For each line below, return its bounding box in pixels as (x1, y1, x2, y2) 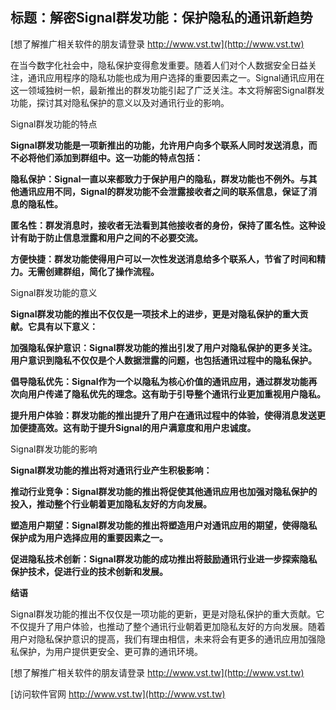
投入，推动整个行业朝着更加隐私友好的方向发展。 (10, 498, 212, 510)
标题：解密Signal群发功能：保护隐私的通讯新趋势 (10, 9, 313, 27)
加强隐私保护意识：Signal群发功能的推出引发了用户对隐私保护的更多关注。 (10, 341, 318, 353)
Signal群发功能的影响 (10, 443, 98, 455)
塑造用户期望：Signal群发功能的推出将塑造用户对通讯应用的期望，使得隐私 (10, 519, 318, 531)
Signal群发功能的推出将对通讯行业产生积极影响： (10, 464, 213, 476)
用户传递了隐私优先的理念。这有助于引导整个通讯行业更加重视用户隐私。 (27, 388, 326, 400)
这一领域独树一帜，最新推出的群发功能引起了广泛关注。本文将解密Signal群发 (10, 84, 325, 96)
